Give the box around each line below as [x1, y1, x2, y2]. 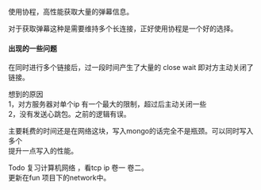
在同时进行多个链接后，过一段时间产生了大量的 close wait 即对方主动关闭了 [8, 63, 254, 72]
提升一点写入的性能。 [8, 146, 78, 156]
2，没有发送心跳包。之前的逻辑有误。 [8, 110, 131, 119]
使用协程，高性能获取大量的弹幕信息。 [8, 7, 133, 16]
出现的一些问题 [8, 43, 57, 53]
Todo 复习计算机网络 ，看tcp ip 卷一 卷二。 [8, 163, 148, 173]
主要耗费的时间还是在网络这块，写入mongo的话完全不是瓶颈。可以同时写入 [8, 126, 254, 136]
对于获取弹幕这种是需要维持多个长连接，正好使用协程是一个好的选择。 [8, 24, 238, 33]
